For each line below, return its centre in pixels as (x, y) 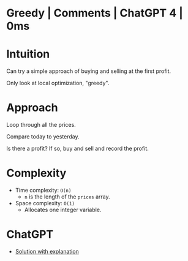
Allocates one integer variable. (63, 210)
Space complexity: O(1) (45, 203)
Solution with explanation (47, 251)
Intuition (28, 54)
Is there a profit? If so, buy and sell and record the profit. (77, 149)
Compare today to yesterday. (43, 137)
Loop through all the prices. (41, 125)
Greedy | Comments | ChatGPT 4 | (95, 13)
